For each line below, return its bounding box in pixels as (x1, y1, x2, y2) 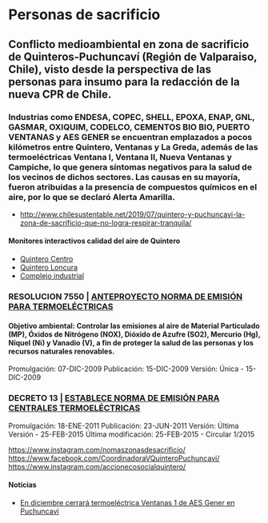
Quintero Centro (19, 254, 74, 264)
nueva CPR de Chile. (8, 87, 112, 101)
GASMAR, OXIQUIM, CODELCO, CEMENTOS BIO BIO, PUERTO (8, 122, 250, 133)
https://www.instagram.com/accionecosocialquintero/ (8, 461, 186, 471)
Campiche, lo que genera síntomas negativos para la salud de (8, 162, 252, 173)
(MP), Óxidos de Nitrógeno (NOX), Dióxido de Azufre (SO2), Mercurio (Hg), (8, 329, 261, 339)
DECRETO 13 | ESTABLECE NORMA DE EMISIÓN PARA (8, 393, 220, 404)
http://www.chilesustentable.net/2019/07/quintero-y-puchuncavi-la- (19, 210, 246, 219)
